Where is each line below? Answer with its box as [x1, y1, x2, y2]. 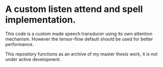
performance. [5, 41, 34, 47]
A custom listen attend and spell [5, 3, 143, 15]
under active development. [5, 56, 61, 62]
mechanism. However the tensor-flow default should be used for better [5, 36, 153, 42]
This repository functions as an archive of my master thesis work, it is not [5, 51, 158, 57]
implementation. [5, 14, 76, 25]
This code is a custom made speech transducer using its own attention [5, 30, 152, 36]
